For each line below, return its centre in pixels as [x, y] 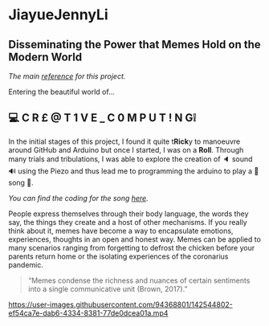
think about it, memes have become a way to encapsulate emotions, [121, 230]
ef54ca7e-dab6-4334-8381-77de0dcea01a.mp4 [88, 313]
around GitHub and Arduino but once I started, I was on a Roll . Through [126, 149]
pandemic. [26, 265]
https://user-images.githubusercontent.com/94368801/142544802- [120, 304]
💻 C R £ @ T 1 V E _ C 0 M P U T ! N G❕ [102, 118]
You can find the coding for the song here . [78, 198]
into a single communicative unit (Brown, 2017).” [108, 289]
